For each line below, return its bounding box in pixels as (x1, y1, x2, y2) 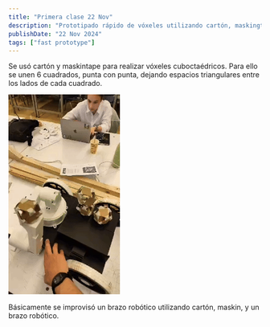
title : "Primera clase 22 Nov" (8, 13, 113, 21)
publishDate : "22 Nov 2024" (8, 30, 103, 38)
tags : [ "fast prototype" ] (8, 39, 95, 47)
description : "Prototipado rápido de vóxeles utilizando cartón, (8, 21, 231, 30)
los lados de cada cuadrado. (8, 79, 103, 88)
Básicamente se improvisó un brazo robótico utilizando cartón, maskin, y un (8, 302, 260, 313)
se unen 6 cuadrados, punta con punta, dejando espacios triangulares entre (8, 70, 260, 80)
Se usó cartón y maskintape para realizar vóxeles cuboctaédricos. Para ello (8, 61, 259, 72)
